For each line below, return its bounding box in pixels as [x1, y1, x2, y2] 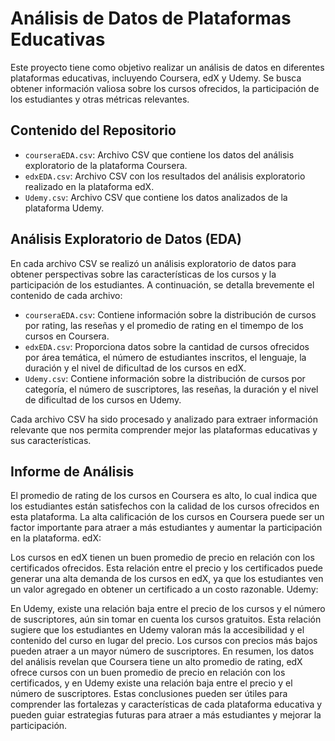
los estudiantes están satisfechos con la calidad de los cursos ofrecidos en [10, 500, 320, 512]
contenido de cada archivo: [10, 289, 123, 301]
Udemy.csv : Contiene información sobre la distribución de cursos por [24, 372, 306, 384]
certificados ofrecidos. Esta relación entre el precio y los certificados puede [10, 562, 323, 574]
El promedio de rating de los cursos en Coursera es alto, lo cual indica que [10, 490, 318, 502]
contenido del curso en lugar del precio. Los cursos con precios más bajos [10, 635, 318, 647]
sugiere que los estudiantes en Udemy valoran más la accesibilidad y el [10, 624, 305, 636]
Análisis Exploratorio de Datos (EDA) [10, 231, 242, 248]
